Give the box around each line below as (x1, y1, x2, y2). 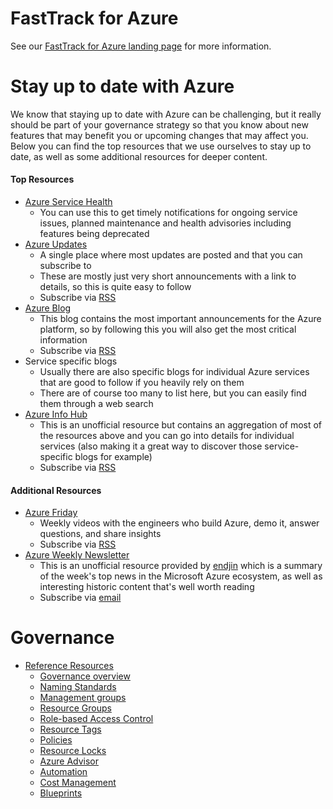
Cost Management (39, 777, 117, 789)
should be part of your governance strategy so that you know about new (10, 118, 309, 131)
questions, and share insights (39, 528, 162, 540)
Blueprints (39, 787, 83, 799)
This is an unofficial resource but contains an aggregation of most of (39, 419, 323, 431)
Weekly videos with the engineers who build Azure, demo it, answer (39, 517, 320, 529)
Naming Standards (39, 681, 117, 693)
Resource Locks (39, 745, 107, 757)
